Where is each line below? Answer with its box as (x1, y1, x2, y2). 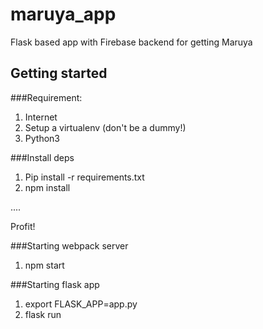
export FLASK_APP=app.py (24, 298, 138, 310)
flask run (24, 308, 62, 320)
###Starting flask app (10, 278, 100, 290)
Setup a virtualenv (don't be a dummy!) (24, 121, 187, 133)
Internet (24, 111, 58, 123)
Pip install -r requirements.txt (24, 171, 145, 183)
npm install (24, 181, 71, 193)
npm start (24, 259, 65, 271)
